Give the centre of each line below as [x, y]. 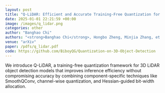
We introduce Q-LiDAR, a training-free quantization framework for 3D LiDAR [82, 65]
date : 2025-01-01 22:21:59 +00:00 [41, 19]
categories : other [24, 28]
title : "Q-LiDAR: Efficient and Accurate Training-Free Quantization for [83, 14]
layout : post [19, 10]
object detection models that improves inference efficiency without [73, 70]
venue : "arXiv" [21, 42]
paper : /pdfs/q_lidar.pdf [32, 46]
